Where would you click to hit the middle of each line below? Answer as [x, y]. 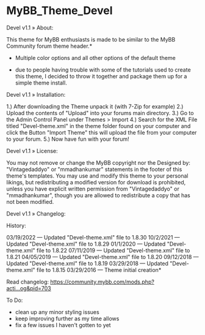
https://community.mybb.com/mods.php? [102, 282]
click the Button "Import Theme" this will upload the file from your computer [102, 132]
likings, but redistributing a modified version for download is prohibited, [96, 182]
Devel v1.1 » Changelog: [36, 213]
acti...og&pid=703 [29, 288]
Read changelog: [28, 282]
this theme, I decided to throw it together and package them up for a [101, 76]
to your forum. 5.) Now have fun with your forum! [68, 139]
